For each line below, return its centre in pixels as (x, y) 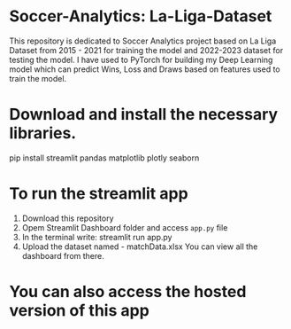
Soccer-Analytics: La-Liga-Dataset (141, 16)
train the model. (38, 78)
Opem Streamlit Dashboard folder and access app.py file (125, 227)
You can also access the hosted (128, 292)
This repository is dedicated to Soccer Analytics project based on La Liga (143, 41)
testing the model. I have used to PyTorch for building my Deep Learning (141, 59)
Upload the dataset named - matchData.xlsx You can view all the (140, 247)
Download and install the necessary (144, 115)
